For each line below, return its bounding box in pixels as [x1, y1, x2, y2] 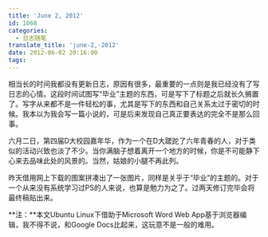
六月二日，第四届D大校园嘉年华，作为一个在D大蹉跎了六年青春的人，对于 [8, 136, 250, 145]
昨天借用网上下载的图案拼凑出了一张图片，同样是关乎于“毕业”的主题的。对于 [8, 172, 259, 182]
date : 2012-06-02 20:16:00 [8, 49, 98, 57]
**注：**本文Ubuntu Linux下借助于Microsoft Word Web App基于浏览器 [8, 209, 240, 219]
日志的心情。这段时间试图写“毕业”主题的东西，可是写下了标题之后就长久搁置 [8, 89, 259, 98]
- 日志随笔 [15, 34, 47, 42]
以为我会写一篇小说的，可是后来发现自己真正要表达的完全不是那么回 [35, 109, 260, 118]
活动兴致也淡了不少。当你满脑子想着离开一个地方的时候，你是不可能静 [22, 145, 253, 156]
